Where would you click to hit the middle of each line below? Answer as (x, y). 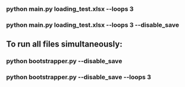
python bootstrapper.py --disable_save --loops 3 (79, 77)
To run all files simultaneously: (65, 44)
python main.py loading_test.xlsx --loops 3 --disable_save (93, 24)
